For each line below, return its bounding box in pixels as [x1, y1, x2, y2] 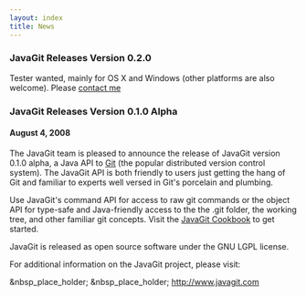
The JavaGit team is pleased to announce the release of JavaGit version [9, 148, 280, 158]
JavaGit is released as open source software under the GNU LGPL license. [9, 240, 290, 251]
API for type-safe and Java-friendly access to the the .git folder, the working [9, 204, 297, 215]
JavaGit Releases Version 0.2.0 [9, 52, 153, 65]
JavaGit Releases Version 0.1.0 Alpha [9, 105, 178, 117]
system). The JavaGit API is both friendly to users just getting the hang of [9, 167, 286, 178]
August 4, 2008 [9, 128, 71, 138]
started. [9, 223, 39, 234]
